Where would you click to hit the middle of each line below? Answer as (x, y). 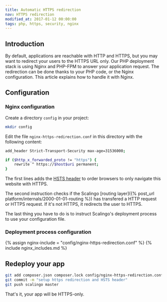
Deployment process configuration (48, 232)
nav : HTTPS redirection (30, 14)
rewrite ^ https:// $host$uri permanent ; (56, 164)
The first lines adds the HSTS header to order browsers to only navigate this (83, 179)
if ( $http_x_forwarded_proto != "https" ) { (51, 160)
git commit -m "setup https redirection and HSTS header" (66, 280)
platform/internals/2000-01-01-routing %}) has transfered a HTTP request (81, 199)
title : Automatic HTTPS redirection (43, 10)
